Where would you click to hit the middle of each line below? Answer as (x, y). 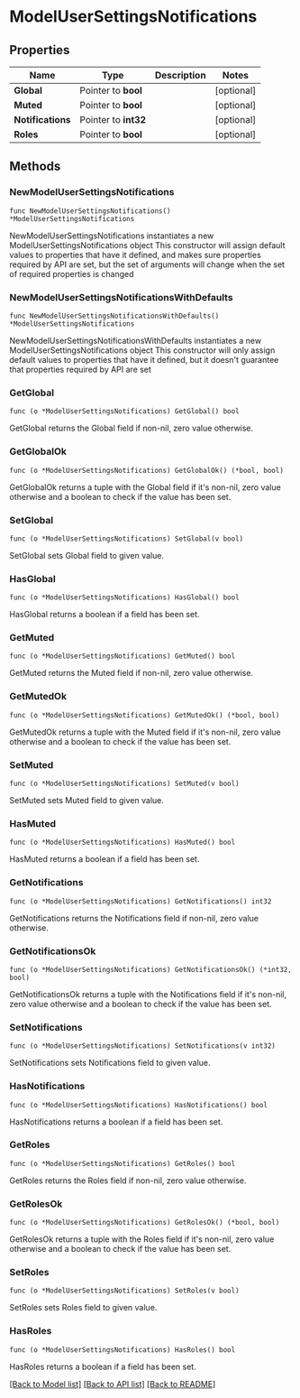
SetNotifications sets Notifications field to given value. (110, 1063)
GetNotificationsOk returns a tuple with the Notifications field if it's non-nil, (148, 994)
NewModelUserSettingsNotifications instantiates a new (112, 236)
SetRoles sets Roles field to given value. (83, 1308)
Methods (35, 167)
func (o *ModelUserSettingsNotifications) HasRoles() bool (123, 1350)
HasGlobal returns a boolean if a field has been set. (105, 615)
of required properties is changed (72, 273)
